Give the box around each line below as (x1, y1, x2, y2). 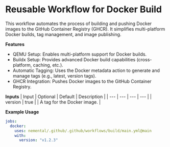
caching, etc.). (33, 62, 64, 68)
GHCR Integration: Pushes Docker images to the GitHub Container (12, 78, 152, 84)
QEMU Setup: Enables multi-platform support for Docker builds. (12, 51, 147, 57)
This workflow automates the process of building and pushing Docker (5, 20, 152, 27)
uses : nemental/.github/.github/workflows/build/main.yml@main (14, 128, 152, 133)
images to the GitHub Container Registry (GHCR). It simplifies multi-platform (5, 26, 165, 32)
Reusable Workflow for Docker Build (5, 4, 162, 15)
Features (5, 41, 25, 47)
